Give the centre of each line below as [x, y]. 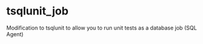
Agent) [15, 34]
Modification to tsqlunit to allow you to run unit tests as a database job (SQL [102, 28]
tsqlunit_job [38, 11]
